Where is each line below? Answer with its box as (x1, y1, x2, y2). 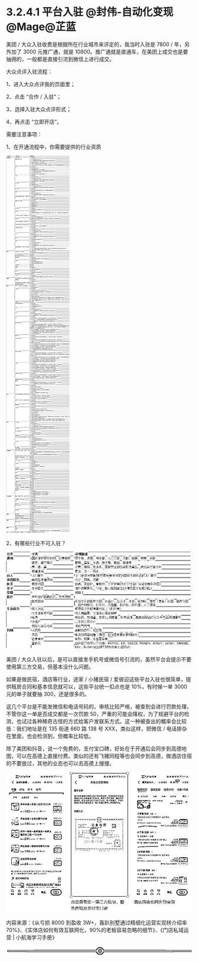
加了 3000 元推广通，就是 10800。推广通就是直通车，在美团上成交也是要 (11, 48, 189, 55)
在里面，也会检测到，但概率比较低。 (6, 733, 94, 740)
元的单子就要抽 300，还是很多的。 (6, 691, 90, 698)
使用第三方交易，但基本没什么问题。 (6, 663, 94, 670)
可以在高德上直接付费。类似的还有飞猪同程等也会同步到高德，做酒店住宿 (16, 753, 192, 760)
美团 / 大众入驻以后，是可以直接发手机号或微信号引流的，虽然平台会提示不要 (6, 656, 192, 663)
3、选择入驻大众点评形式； (6, 106, 72, 113)
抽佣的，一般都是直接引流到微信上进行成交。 (6, 55, 115, 63)
